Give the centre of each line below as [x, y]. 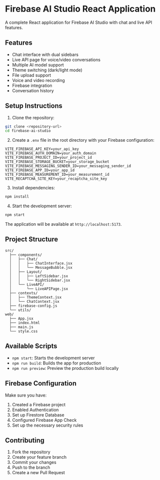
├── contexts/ [24, 293]
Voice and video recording [39, 80]
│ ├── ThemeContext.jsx [36, 297]
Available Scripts [31, 346]
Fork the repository [31, 452]
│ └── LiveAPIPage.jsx [39, 289]
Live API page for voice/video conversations [56, 60]
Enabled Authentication [35, 410]
